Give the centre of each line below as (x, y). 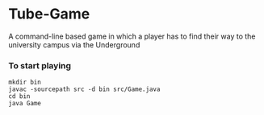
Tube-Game (49, 14)
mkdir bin (25, 82)
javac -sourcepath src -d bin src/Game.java (84, 89)
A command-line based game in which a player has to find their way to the (132, 36)
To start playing (40, 65)
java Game (25, 104)
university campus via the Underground (74, 44)
